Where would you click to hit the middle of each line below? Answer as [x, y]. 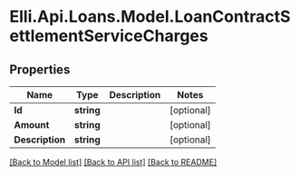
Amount [32, 125]
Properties [40, 69]
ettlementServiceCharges [109, 36]
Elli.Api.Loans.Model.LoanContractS [150, 17]
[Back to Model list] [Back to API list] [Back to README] [113, 162]
